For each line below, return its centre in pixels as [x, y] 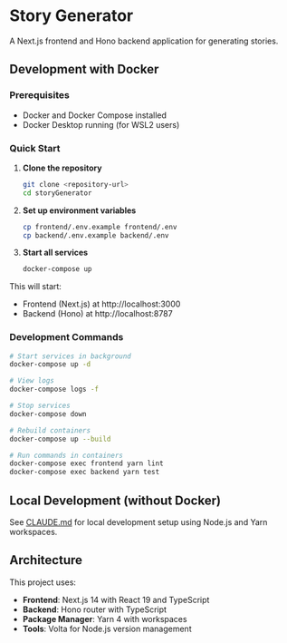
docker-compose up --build [60, 439]
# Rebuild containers [50, 430]
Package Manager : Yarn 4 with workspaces [105, 619]
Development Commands [67, 337]
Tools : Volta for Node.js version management [107, 628]
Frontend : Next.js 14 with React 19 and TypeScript [116, 599]
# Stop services [40, 406]
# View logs [32, 381]
